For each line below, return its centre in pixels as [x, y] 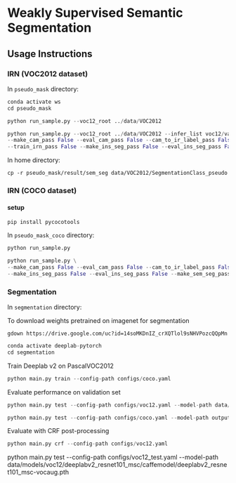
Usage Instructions [50, 54]
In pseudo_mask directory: [43, 88]
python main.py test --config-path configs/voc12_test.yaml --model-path [113, 457]
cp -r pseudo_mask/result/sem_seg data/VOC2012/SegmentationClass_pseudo [118, 173]
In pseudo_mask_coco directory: [51, 235]
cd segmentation [31, 352]
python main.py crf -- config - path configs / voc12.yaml [88, 444]
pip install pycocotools [44, 223]
